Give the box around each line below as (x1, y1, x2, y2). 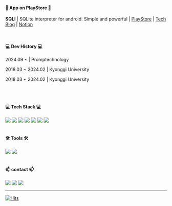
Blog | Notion (5, 21, 33, 28)
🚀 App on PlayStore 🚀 (5, 5, 51, 11)
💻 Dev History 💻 (5, 43, 42, 49)
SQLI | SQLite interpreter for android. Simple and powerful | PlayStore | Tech (5, 16, 166, 22)
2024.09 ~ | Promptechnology (5, 57, 69, 63)
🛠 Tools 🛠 (5, 135, 29, 141)
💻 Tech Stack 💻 (5, 104, 41, 110)
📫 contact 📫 (5, 167, 34, 173)
